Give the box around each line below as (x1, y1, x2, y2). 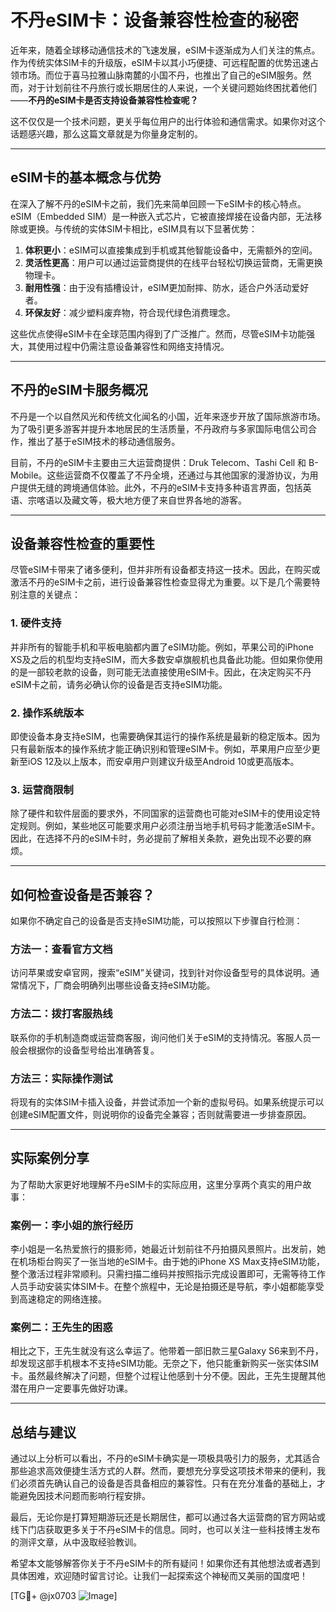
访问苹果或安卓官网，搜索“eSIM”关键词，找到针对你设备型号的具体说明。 (10, 967, 311, 979)
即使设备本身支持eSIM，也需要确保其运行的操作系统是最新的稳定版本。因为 (10, 730, 321, 742)
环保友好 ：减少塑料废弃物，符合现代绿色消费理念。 (24, 306, 236, 318)
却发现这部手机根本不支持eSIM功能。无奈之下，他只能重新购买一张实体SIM (10, 1357, 319, 1370)
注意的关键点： (18, 589, 81, 601)
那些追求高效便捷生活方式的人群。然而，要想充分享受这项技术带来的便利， (10, 1465, 317, 1477)
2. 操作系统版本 (10, 706, 85, 720)
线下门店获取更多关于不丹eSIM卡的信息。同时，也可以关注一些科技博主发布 (10, 1524, 321, 1536)
